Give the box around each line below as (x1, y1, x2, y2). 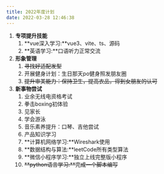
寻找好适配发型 (24, 62, 62, 70)
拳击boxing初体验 (24, 100, 69, 107)
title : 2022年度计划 (6, 8, 55, 15)
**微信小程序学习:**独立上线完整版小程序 (24, 153, 128, 161)
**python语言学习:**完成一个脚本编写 (24, 161, 118, 168)
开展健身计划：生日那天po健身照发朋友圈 (24, 70, 127, 77)
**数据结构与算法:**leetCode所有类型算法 (24, 146, 129, 153)
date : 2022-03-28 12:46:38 (6, 15, 75, 21)
